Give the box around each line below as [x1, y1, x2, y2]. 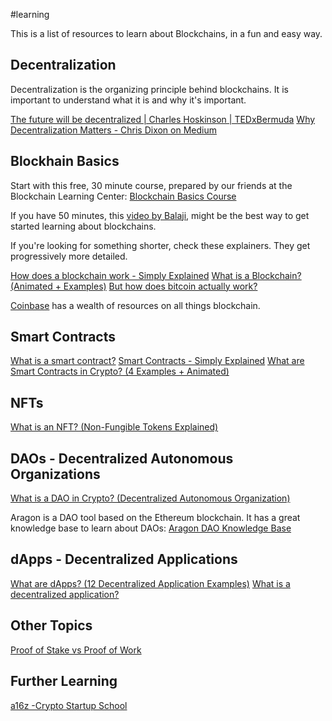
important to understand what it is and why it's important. [10, 94, 247, 106]
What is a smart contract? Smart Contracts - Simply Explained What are [10, 355, 305, 367]
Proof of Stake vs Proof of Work [10, 644, 142, 656]
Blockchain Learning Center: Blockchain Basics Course [10, 190, 237, 202]
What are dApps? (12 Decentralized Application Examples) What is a [10, 577, 291, 589]
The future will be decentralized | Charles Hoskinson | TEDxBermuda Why [10, 113, 316, 125]
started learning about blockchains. [10, 220, 157, 232]
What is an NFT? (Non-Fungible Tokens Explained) [10, 421, 219, 433]
